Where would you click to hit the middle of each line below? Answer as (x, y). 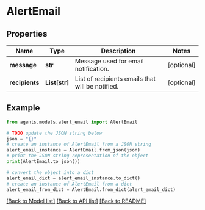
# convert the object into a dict (50, 172)
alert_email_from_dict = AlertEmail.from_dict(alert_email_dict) (91, 190)
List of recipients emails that (115, 79)
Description (118, 51)
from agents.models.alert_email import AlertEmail (72, 122)
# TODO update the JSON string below (54, 133)
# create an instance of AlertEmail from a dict (69, 184)
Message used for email (110, 61)
